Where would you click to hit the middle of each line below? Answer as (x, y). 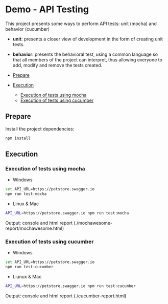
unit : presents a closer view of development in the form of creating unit (88, 39)
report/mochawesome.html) (35, 228)
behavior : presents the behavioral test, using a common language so (85, 54)
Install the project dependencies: (40, 128)
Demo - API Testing (47, 9)
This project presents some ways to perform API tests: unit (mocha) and (81, 24)
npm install (18, 138)
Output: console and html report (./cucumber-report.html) (66, 296)
